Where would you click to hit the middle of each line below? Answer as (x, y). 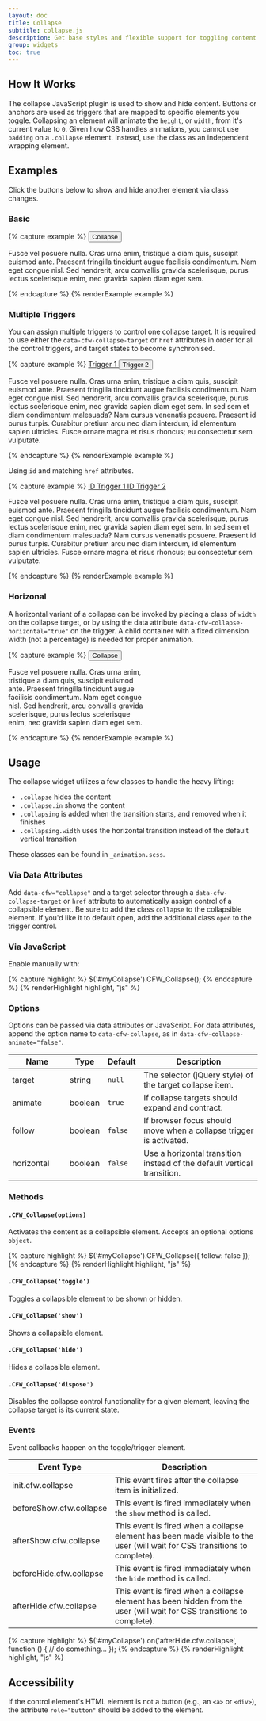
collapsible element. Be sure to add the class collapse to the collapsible (125, 909)
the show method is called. (163, 1513)
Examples (33, 171)
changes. (23, 198)
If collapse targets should (191, 1098)
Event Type (59, 1467)
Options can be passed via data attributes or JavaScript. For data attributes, (132, 1025)
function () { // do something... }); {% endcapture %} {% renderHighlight (126, 1649)
